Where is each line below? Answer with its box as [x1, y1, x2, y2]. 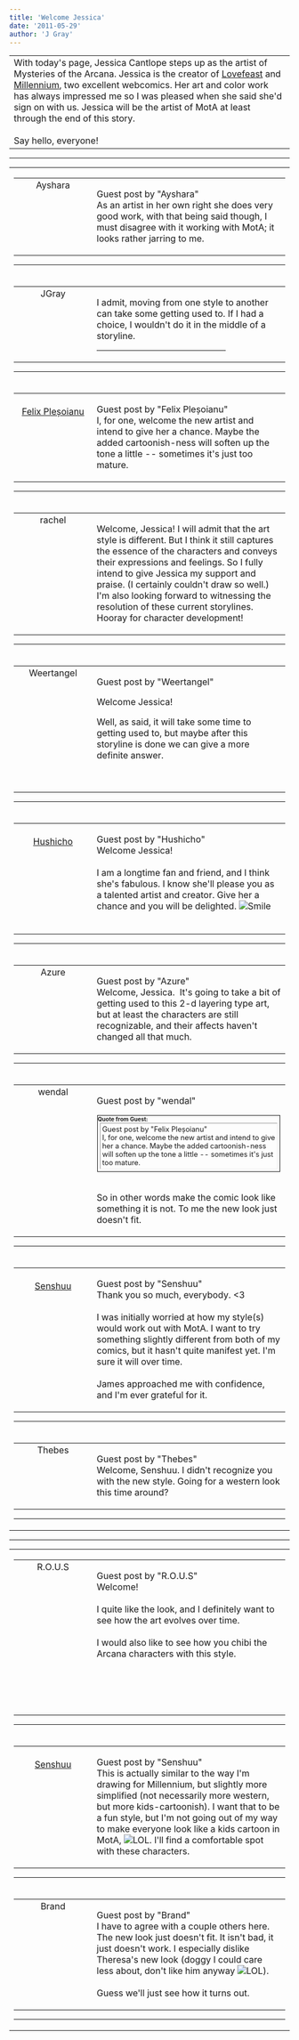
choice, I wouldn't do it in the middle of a [96, 319, 266, 331]
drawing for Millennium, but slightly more [96, 1777, 268, 1790]
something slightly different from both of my [96, 1333, 280, 1346]
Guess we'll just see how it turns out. [96, 1987, 250, 1999]
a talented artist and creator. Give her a [96, 889, 260, 902]
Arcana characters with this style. [96, 1647, 237, 1660]
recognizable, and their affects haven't [96, 1020, 258, 1032]
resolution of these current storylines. [96, 601, 254, 613]
